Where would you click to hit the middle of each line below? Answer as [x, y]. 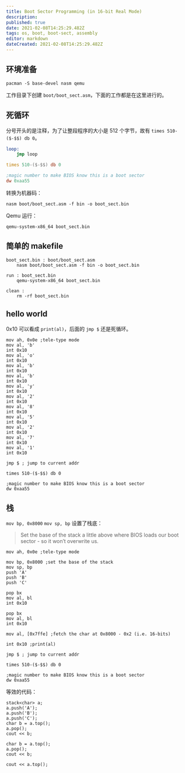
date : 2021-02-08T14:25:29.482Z [45, 28]
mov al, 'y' [20, 386]
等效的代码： [21, 692]
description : [22, 17]
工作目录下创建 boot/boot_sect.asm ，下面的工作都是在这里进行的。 [87, 95]
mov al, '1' [20, 447]
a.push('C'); [22, 718]
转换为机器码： [24, 193]
